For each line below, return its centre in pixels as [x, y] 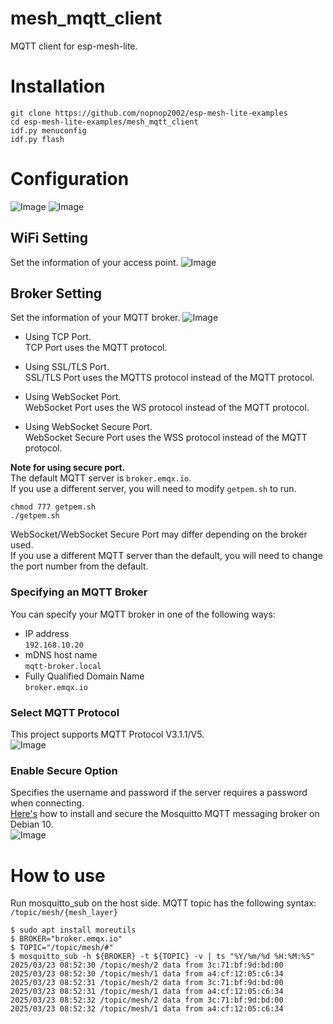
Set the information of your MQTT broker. [95, 318]
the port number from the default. [79, 566]
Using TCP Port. [58, 337]
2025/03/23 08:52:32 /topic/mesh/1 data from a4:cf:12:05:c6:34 [147, 1009]
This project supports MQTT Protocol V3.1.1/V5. [107, 734]
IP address [47, 633]
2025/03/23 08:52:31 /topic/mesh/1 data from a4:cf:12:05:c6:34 [147, 992]
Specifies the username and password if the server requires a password [159, 793]
